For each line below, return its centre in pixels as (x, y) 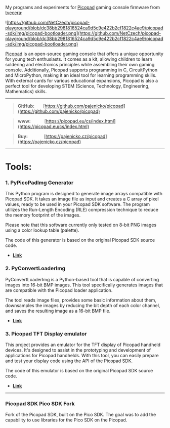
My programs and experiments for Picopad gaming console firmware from (83, 7)
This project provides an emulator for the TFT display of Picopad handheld (83, 345)
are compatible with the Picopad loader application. (59, 290)
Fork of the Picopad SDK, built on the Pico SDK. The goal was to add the (81, 415)
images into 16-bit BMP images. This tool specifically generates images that (84, 285)
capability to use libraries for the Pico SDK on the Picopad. (66, 420)
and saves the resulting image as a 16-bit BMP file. (58, 311)
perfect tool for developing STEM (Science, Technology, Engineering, (77, 86)
